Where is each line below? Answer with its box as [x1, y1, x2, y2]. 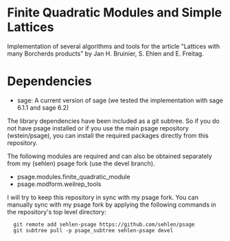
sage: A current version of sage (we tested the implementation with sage [16, 96, 223, 104]
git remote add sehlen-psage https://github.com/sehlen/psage [13, 221, 195, 228]
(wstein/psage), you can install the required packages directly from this [7, 131, 209, 139]
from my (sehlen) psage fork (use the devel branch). [7, 159, 156, 168]
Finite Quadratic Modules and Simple [7, 5, 222, 21]
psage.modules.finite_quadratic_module [16, 172, 130, 181]
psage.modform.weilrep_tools [16, 180, 102, 188]
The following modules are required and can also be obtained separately [7, 152, 213, 160]
